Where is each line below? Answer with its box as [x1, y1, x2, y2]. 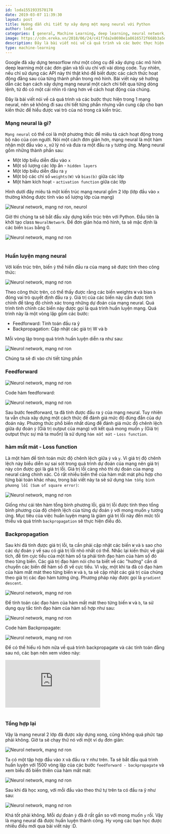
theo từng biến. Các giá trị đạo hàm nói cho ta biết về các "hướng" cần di [5, 559, 158, 565]
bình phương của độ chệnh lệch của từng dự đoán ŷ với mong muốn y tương [5, 507, 163, 513]
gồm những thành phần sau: [5, 147, 64, 153]
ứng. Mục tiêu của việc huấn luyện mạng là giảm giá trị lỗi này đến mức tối [5, 512, 160, 518]
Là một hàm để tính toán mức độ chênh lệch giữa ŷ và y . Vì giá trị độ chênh [5, 455, 161, 461]
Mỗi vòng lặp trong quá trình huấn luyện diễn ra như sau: [5, 336, 123, 342]
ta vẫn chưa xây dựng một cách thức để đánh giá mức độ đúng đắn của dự [5, 415, 161, 421]
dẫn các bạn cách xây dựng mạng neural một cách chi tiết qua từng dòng [5, 81, 158, 87]
